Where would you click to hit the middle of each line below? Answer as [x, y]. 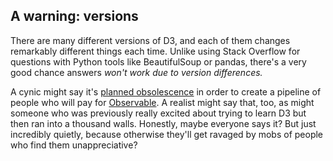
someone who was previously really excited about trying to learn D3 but [158, 113]
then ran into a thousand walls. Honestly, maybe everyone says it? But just [163, 123]
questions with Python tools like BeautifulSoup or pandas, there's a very [158, 61]
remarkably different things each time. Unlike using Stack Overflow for [155, 51]
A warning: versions [74, 16]
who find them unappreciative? [74, 145]
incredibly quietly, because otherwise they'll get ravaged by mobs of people [167, 134]
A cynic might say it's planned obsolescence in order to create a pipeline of [166, 91]
